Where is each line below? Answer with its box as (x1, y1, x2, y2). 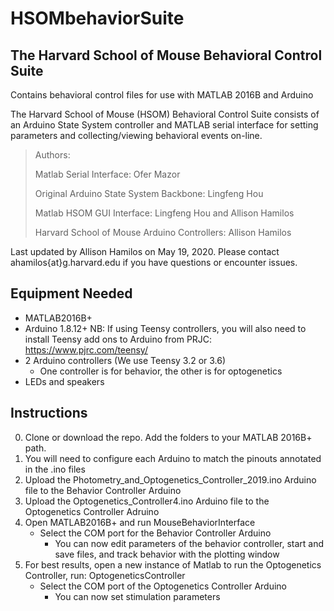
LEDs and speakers (24, 375, 105, 387)
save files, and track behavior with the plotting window (54, 548, 280, 560)
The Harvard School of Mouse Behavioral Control (10, 47, 323, 64)
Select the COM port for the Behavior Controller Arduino (39, 527, 272, 539)
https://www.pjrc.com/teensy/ (24, 343, 148, 356)
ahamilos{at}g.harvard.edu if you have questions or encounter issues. (10, 257, 298, 268)
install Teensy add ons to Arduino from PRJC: (24, 333, 213, 345)
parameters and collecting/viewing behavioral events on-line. (10, 130, 263, 141)
